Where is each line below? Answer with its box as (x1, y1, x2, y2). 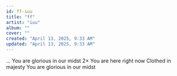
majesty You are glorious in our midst (6, 63, 96, 70)
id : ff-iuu (6, 8, 33, 15)
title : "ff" (6, 14, 35, 20)
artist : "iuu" (6, 19, 41, 25)
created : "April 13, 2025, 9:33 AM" (6, 36, 95, 42)
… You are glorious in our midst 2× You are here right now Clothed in (6, 57, 171, 64)
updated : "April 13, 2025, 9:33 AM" (6, 42, 95, 47)
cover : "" (6, 30, 30, 36)
